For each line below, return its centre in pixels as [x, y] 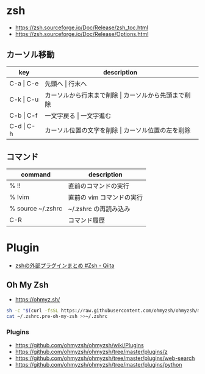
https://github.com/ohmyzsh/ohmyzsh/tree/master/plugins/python [99, 365]
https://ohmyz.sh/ [38, 300]
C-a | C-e [24, 83]
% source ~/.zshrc [36, 208]
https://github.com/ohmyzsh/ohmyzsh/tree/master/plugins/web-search [105, 358]
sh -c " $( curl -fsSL [33, 311]
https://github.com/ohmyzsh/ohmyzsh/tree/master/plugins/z [91, 352]
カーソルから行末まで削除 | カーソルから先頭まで [115, 95]
